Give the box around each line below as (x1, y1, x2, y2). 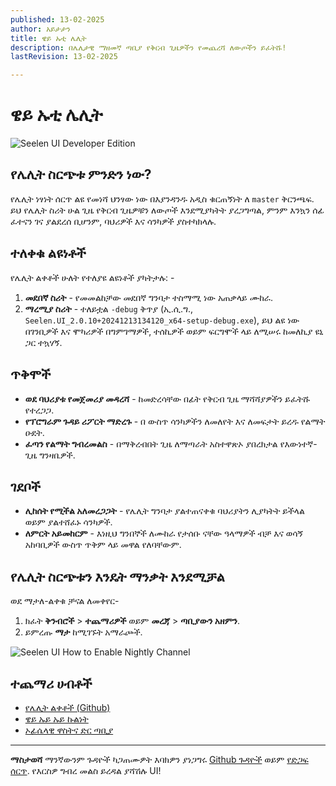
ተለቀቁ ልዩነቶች (10, 245, 87, 262)
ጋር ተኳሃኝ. (24, 336, 63, 348)
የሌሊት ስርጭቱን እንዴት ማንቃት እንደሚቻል (10, 568, 225, 585)
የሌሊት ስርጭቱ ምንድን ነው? (10, 166, 152, 183)
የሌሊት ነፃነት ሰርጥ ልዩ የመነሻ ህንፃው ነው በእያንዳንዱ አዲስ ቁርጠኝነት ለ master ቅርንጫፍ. (10, 192, 315, 205)
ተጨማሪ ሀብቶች (10, 675, 93, 692)
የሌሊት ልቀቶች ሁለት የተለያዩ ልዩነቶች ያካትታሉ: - (10, 271, 175, 283)
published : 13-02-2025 (10, 14, 105, 25)
